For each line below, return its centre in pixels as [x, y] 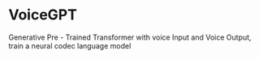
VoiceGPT [43, 15]
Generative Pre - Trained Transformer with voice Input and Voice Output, [130, 37]
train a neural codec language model [70, 45]
